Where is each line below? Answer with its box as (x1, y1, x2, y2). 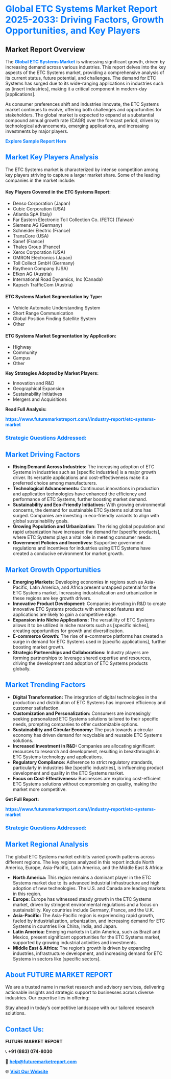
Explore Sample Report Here (5, 138, 66, 144)
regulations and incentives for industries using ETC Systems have (12, 545, 151, 552)
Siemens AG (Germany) (12, 222, 63, 228)
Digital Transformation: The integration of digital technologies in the (12, 694, 157, 700)
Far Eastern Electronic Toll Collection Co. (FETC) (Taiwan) (12, 217, 134, 223)
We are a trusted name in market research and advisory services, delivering (5, 984, 165, 990)
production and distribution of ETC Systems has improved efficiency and (12, 699, 166, 705)
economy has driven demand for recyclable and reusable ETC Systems (12, 732, 162, 738)
